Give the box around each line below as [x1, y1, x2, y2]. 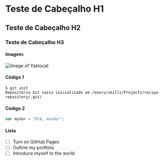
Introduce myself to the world [12, 150, 75, 156]
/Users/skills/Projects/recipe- [92, 90, 160, 95]
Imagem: [5, 51, 24, 58]
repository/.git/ [5, 94, 42, 99]
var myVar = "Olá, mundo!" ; [5, 117, 65, 122]
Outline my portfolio [12, 145, 54, 151]
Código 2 [5, 105, 25, 111]
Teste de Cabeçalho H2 [5, 23, 81, 32]
